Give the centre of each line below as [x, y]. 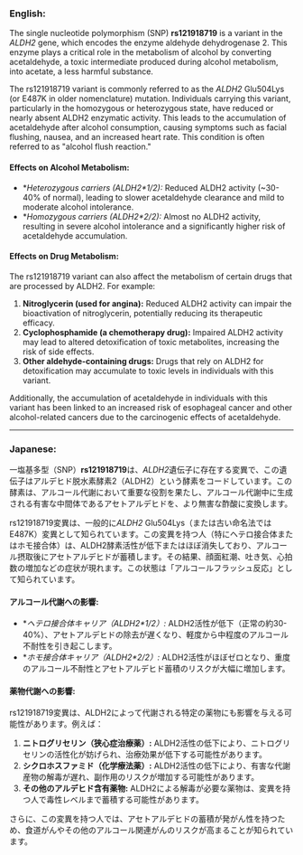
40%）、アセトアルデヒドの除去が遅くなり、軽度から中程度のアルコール [156, 634]
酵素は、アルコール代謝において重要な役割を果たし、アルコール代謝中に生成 [151, 492]
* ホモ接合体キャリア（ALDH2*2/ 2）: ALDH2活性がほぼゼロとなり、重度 [156, 657]
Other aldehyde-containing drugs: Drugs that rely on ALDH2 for [143, 361]
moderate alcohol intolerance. [78, 207]
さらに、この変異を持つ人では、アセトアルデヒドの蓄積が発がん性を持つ [143, 819]
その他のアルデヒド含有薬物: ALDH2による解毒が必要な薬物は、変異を [152, 788]
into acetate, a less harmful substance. [81, 71]
